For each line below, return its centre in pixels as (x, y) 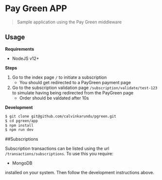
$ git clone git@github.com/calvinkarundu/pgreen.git (61, 116)
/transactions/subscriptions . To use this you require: (59, 154)
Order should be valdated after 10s (54, 98)
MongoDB (22, 163)
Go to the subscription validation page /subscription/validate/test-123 (85, 88)
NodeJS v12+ (26, 58)
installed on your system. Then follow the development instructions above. (80, 173)
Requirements (20, 49)
